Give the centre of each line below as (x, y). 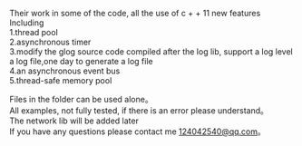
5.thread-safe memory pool (61, 80)
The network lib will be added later (74, 121)
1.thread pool (34, 32)
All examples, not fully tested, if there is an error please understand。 (139, 111)
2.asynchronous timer (50, 42)
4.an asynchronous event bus (65, 71)
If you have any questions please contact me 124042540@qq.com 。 (137, 131)
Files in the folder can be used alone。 (81, 99)
